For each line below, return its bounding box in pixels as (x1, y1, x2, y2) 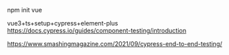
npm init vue (7, 6, 43, 14)
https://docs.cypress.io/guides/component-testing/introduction (7, 27, 187, 34)
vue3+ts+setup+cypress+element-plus (7, 19, 118, 27)
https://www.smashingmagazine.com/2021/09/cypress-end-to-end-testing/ (7, 40, 223, 47)
